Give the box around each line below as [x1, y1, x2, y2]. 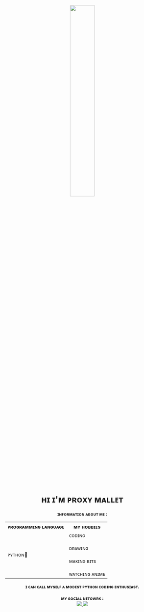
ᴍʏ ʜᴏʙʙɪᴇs [73, 523, 101, 530]
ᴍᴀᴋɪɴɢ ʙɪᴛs [69, 558, 96, 564]
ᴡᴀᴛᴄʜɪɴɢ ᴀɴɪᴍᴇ [69, 570, 105, 577]
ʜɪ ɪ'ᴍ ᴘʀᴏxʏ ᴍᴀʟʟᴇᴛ [41, 494, 123, 505]
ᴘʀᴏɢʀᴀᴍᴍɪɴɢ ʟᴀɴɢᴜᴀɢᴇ [7, 523, 65, 530]
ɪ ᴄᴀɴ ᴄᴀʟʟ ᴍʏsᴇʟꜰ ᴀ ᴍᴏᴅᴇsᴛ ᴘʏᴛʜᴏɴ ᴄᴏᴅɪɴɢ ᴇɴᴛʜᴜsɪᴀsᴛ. [25, 584, 140, 589]
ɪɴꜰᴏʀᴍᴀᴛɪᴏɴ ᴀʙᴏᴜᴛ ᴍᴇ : [57, 511, 108, 517]
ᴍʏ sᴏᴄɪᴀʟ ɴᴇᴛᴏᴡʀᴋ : [61, 595, 104, 601]
